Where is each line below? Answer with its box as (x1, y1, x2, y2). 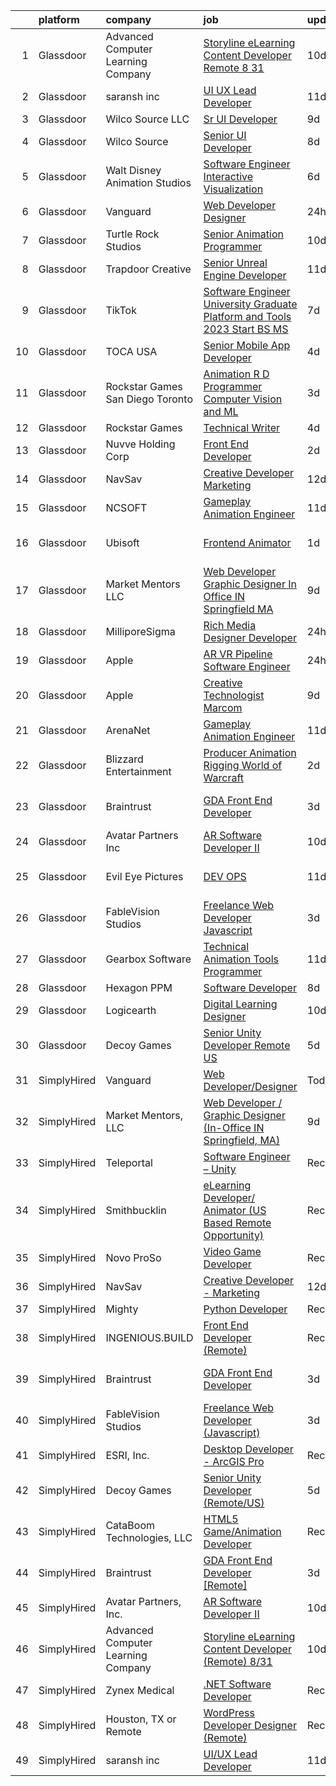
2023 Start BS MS (203, 322, 289, 336)
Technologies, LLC (105, 1531, 193, 1544)
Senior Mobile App (203, 339, 291, 352)
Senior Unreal (203, 256, 268, 269)
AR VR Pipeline (203, 647, 273, 661)
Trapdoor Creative (105, 262, 192, 276)
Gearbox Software (105, 952, 192, 966)
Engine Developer (203, 269, 287, 282)
